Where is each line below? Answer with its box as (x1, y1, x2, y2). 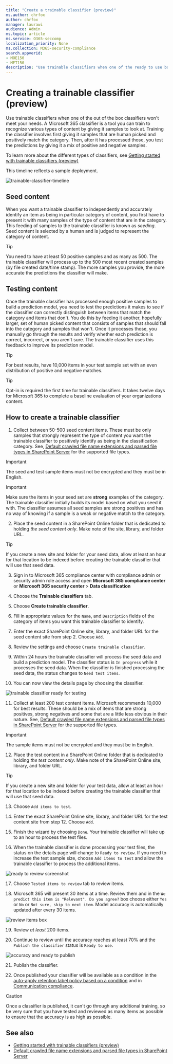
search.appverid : (6, 50, 43, 56)
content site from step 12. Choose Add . (13, 818, 94, 825)
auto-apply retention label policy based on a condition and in (13, 977, 142, 983)
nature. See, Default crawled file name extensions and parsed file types (13, 716, 165, 722)
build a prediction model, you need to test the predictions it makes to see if (6, 304, 164, 310)
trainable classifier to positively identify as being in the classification (13, 437, 158, 444)
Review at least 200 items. (13, 926, 70, 933)
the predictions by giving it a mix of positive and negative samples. (6, 142, 147, 149)
